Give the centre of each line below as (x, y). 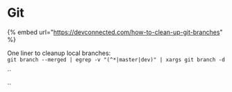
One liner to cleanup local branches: (59, 53)
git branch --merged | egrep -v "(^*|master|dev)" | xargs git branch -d (116, 60)
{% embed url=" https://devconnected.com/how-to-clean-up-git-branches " (115, 32)
